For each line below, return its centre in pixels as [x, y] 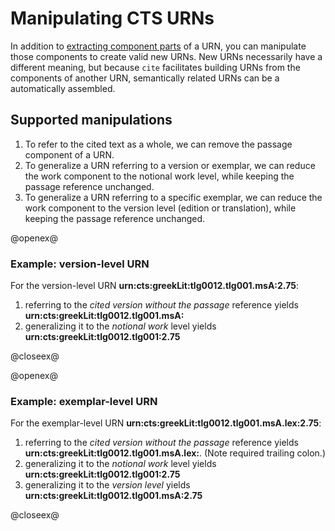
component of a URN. [69, 154]
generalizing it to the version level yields [107, 485]
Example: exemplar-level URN [84, 401]
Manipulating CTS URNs [112, 18]
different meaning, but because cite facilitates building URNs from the [155, 67]
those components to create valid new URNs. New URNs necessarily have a [166, 56]
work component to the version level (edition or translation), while [160, 208]
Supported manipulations [91, 120]
